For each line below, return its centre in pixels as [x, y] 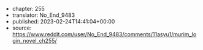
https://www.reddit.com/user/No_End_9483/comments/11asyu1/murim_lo [104, 34]
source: [22, 28]
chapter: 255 [28, 9]
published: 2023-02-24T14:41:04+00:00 [63, 21]
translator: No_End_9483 [44, 15]
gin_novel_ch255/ [34, 41]
